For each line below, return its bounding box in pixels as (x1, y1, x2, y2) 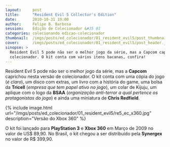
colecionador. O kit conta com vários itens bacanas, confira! (10, 54, 146, 60)
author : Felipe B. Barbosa (5, 21, 71, 27)
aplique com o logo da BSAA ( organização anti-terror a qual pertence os (5, 89, 158, 96)
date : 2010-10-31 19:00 (5, 17, 69, 22)
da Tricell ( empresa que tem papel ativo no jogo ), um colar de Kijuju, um (5, 84, 157, 90)
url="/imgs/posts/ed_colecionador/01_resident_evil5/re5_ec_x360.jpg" (5, 110, 152, 116)
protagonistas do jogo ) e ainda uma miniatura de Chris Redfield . (5, 95, 140, 101)
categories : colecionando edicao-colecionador (5, 31, 105, 36)
